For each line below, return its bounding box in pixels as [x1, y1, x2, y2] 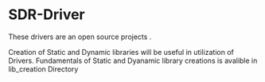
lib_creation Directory [8, 64, 79, 73]
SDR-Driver [8, 6, 85, 24]
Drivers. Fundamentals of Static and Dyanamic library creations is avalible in [8, 56, 258, 65]
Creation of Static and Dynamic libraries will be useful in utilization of [8, 47, 235, 57]
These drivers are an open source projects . [8, 32, 152, 41]
